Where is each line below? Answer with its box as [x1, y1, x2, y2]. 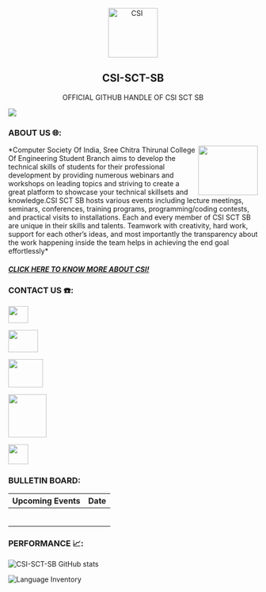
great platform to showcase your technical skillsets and [8, 187, 188, 197]
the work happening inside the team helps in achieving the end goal [8, 238, 230, 247]
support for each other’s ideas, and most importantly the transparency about [8, 230, 258, 239]
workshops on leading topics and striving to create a [8, 179, 180, 189]
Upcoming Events [12, 495, 81, 506]
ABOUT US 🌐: [8, 127, 62, 138]
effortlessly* [8, 246, 49, 256]
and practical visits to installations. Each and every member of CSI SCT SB [8, 212, 251, 222]
